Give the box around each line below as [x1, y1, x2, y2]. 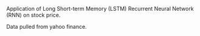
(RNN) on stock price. [6, 11, 61, 19]
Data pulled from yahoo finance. [6, 23, 87, 30]
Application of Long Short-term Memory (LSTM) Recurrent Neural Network [6, 5, 194, 12]
